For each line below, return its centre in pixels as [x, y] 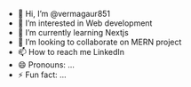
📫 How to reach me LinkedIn [71, 52]
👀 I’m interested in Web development [85, 23]
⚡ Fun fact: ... [42, 75]
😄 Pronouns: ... [46, 65]
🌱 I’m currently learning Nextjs [73, 32]
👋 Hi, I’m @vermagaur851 [64, 14]
